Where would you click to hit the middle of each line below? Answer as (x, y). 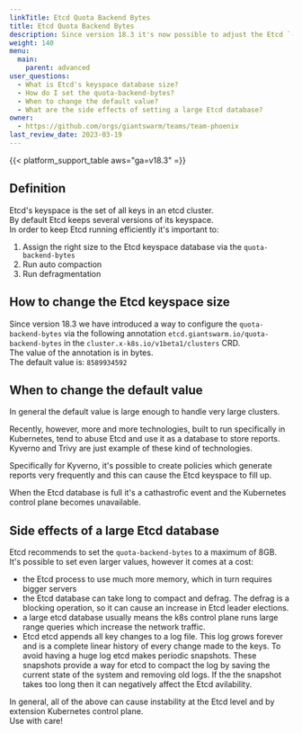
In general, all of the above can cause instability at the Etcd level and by (142, 702)
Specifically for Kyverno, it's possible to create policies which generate (141, 466)
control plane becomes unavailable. (75, 502)
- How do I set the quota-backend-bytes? (96, 93)
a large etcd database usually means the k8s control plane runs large (150, 618)
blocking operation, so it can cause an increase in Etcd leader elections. (155, 608)
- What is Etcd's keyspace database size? (98, 85)
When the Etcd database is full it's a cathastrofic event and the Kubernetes (148, 493)
